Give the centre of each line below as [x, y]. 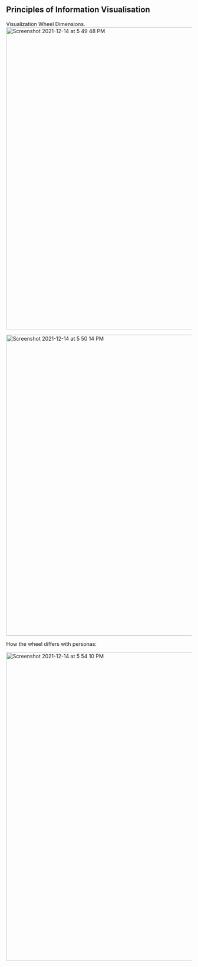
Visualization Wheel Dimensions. [46, 24]
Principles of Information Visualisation [78, 10]
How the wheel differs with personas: [52, 643]
